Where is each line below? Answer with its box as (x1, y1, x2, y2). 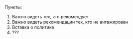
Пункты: (4, 4, 22, 10)
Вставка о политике (11, 24, 54, 30)
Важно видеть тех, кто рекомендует (11, 14, 89, 19)
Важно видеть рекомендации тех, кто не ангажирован (11, 19, 128, 25)
